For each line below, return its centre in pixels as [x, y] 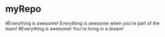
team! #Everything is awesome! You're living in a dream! [65, 28]
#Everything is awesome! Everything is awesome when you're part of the [82, 23]
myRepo [23, 9]
